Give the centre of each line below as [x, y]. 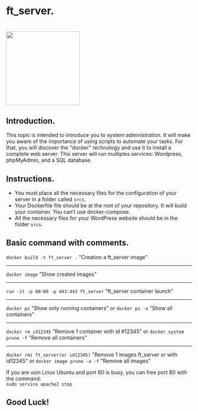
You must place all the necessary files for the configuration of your [95, 193]
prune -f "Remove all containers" [47, 337]
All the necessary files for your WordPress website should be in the [96, 218]
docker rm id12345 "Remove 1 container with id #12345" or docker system [95, 331]
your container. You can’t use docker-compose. [72, 212]
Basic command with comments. [67, 243]
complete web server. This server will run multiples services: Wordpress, [94, 154]
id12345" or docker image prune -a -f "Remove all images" [79, 361]
